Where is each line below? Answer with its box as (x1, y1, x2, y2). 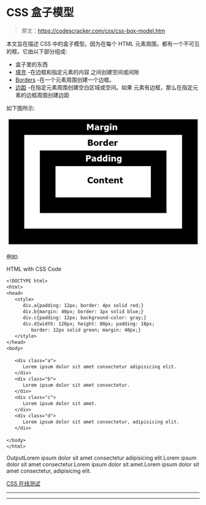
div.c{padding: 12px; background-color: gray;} (22, 314, 147, 321)
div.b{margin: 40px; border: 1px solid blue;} (22, 308, 144, 314)
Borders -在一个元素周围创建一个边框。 (15, 76, 115, 83)
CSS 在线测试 (6, 479, 41, 487)
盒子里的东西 (15, 61, 48, 68)
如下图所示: (6, 104, 36, 112)
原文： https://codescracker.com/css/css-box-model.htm (21, 27, 166, 34)
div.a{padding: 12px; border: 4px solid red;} (22, 302, 144, 308)
